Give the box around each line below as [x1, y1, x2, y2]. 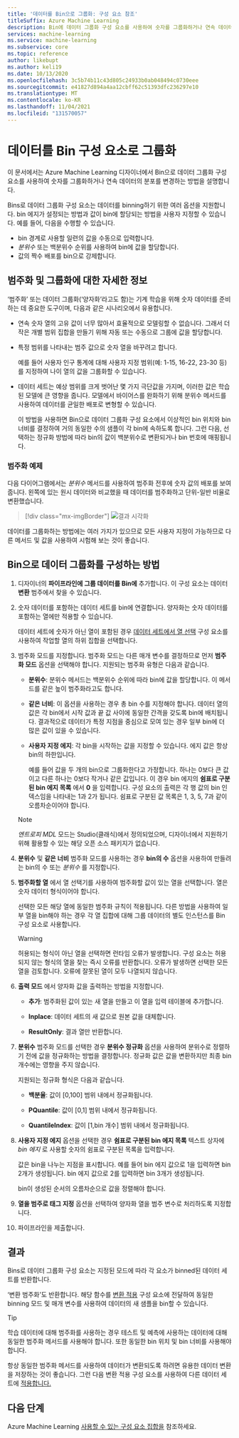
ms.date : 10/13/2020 [7, 70, 69, 77]
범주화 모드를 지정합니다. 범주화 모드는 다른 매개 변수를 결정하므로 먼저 [17, 651, 213, 659]
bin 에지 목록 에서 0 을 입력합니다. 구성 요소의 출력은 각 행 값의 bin [35, 783, 221, 791]
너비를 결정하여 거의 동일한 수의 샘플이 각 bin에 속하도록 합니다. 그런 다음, [17, 423, 222, 432]
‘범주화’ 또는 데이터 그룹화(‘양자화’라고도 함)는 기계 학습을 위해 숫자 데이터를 [7, 294, 218, 303]
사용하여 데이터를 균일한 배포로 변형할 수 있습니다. [17, 400, 156, 409]
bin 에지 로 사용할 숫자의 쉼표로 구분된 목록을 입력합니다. [17, 1145, 175, 1154]
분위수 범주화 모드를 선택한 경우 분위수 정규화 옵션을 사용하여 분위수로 [17, 1042, 211, 1051]
